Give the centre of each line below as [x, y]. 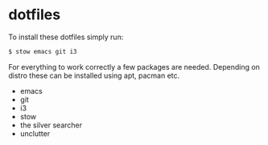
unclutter [35, 133]
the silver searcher [51, 125]
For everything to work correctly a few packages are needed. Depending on [134, 66]
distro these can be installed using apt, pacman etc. [94, 75]
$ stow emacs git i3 [43, 51]
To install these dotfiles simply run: [66, 37]
